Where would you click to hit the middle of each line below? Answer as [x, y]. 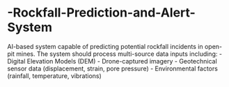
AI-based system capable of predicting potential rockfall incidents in [105, 46]
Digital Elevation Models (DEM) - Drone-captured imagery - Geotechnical [112, 61]
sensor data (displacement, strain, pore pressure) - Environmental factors [112, 68]
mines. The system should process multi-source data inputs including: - [119, 54]
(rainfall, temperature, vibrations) [55, 76]
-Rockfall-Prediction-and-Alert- [102, 13]
